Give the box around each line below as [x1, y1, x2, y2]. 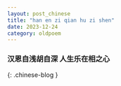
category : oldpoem [7, 29, 61, 37]
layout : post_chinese [7, 10, 71, 17]
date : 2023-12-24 [7, 23, 58, 30]
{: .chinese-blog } [7, 71, 58, 79]
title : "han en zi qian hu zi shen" [7, 17, 115, 24]
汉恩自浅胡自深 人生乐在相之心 [7, 54, 110, 64]
